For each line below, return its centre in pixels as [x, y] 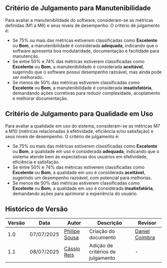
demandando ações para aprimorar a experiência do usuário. [75, 194]
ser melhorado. [28, 77]
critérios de [102, 252]
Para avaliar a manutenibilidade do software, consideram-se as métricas [79, 20]
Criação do [102, 231]
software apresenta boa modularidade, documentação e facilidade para [86, 51]
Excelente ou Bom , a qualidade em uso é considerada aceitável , [79, 172]
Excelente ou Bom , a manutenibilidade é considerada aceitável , [78, 67]
